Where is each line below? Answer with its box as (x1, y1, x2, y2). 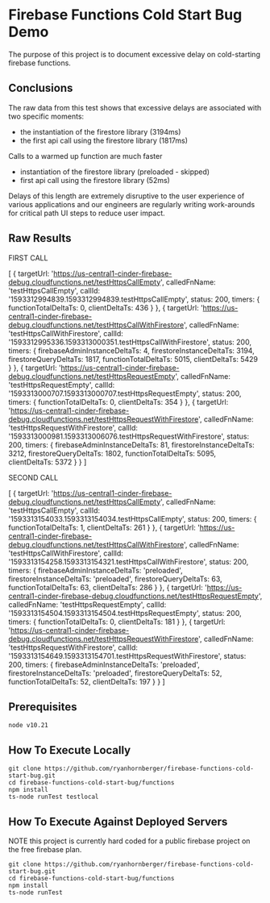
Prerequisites (8, 700, 77, 714)
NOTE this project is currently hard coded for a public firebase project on (8, 836, 251, 846)
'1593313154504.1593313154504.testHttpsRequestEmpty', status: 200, (8, 608, 242, 618)
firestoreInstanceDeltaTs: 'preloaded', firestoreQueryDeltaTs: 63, (8, 574, 223, 584)
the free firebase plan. (8, 845, 82, 854)
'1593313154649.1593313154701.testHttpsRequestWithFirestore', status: (8, 651, 247, 660)
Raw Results (8, 231, 72, 245)
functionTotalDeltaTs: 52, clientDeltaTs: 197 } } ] (8, 676, 165, 686)
